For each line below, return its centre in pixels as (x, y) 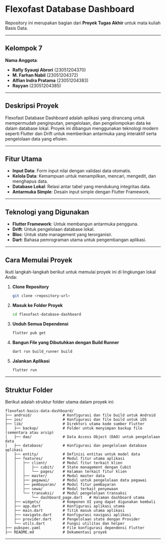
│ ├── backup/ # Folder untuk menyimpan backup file (74, 428)
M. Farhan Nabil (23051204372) (45, 75)
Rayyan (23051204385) (37, 86)
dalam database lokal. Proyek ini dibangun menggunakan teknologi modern (82, 128)
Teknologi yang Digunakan (47, 212)
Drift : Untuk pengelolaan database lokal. (53, 229)
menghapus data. (30, 181)
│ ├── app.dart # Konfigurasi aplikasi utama (65, 506)
